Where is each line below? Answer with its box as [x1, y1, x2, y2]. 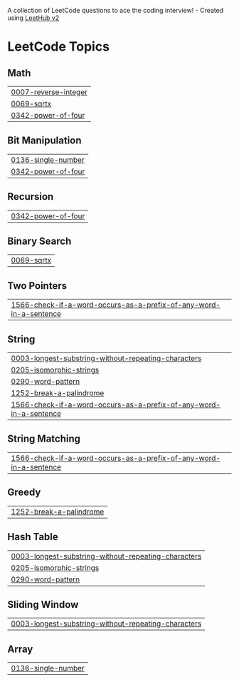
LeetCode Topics [7, 39, 110, 55]
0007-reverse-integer [11, 87, 87, 97]
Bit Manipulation [7, 135, 82, 147]
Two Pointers [7, 280, 68, 292]
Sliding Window [7, 599, 79, 611]
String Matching [7, 433, 80, 445]
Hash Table [7, 531, 58, 543]
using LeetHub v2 [7, 14, 60, 22]
